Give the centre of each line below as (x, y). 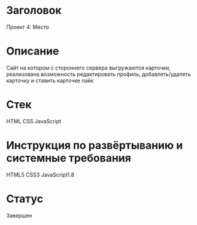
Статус (25, 199)
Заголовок (34, 10)
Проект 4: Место (28, 27)
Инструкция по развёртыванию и (95, 145)
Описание (33, 51)
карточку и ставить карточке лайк (50, 80)
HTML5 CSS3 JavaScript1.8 (40, 175)
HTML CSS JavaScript (34, 121)
